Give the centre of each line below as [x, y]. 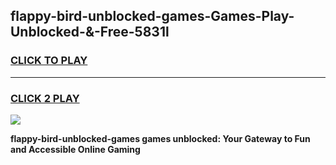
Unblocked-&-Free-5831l [90, 32]
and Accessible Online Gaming [75, 149]
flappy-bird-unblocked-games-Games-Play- [152, 16]
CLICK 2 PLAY [45, 98]
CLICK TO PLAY [49, 61]
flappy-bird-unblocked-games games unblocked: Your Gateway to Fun [160, 138]
